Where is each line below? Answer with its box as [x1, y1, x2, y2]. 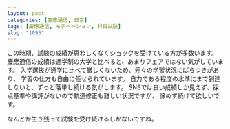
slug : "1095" [7, 29, 45, 36]
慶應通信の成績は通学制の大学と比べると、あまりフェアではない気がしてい [7, 58, 218, 66]
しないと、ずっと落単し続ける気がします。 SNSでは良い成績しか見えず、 [7, 83, 213, 91]
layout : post [7, 10, 45, 17]
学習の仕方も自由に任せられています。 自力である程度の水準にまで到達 [20, 75, 221, 83]
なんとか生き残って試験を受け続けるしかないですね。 [7, 115, 158, 124]
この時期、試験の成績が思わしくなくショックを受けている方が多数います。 [7, 49, 218, 57]
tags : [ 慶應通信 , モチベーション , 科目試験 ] [7, 23, 122, 30]
